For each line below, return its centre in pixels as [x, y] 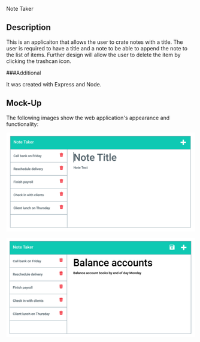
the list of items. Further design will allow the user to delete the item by [93, 55]
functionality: [22, 124]
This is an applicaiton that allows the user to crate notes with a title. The [95, 42]
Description [28, 27]
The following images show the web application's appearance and [88, 118]
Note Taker [20, 9]
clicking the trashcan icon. [39, 61]
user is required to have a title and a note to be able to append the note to [97, 48]
